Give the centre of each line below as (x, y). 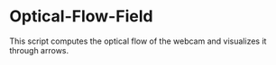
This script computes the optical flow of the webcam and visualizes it (138, 41)
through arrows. (39, 50)
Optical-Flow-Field (81, 16)
